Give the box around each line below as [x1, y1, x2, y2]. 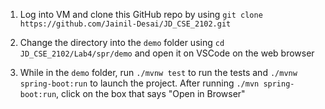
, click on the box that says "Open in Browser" [56, 88, 246, 99]
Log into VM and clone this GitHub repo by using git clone [19, 9, 263, 20]
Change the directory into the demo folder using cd [19, 37, 225, 48]
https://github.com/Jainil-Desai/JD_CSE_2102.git [19, 19, 232, 29]
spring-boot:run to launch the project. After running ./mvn [19, 77, 260, 89]
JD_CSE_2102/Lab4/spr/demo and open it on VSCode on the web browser [19, 47, 315, 59]
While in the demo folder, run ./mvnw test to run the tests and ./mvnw [19, 67, 298, 78]
